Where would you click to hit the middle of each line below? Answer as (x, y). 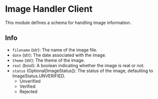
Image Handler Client (49, 9)
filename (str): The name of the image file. (55, 49)
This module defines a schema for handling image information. (68, 23)
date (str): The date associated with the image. (59, 55)
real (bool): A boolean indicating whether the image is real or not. (78, 65)
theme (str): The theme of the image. (48, 60)
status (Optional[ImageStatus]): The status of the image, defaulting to (82, 71)
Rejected (28, 91)
